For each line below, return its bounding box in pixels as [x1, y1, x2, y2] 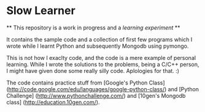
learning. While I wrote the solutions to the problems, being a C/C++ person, [6, 61, 199, 68]
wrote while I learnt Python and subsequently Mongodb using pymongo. [6, 42, 189, 50]
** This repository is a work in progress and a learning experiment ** [6, 24, 180, 31]
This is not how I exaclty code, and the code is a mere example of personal [6, 54, 196, 61]
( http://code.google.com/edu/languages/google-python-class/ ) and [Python [6, 85, 199, 92]
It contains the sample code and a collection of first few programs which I [6, 35, 193, 43]
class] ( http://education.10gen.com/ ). [6, 99, 100, 106]
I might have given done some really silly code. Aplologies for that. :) [6, 67, 180, 74]
